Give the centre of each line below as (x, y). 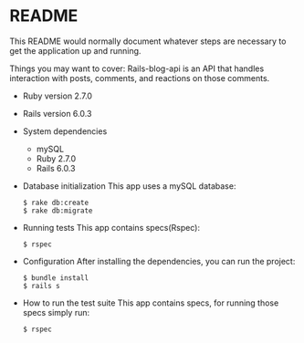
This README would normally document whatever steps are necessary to (148, 41)
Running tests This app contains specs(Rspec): (111, 227)
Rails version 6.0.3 (57, 113)
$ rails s (42, 286)
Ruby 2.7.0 (56, 158)
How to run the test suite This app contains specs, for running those (151, 303)
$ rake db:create (56, 203)
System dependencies (65, 131)
